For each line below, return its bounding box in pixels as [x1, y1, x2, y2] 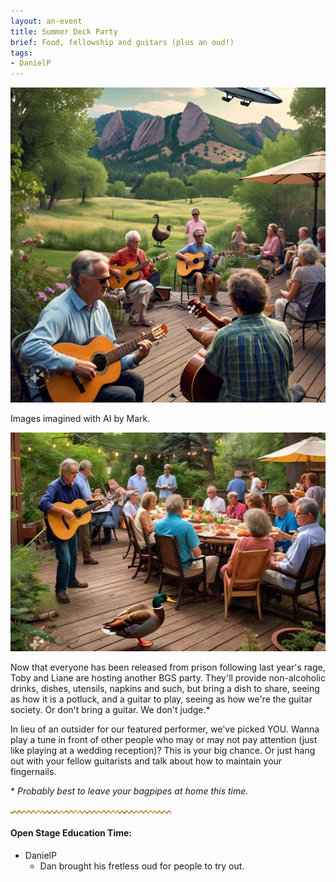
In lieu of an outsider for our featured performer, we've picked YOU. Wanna [10, 723, 320, 735]
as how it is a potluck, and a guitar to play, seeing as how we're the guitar [10, 693, 313, 705]
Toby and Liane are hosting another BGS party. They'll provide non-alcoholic [10, 671, 326, 684]
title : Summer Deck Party [10, 26, 118, 37]
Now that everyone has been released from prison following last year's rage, [10, 661, 326, 673]
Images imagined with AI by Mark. [10, 413, 151, 425]
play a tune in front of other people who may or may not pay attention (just [10, 733, 318, 745]
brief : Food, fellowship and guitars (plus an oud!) [10, 37, 235, 47]
